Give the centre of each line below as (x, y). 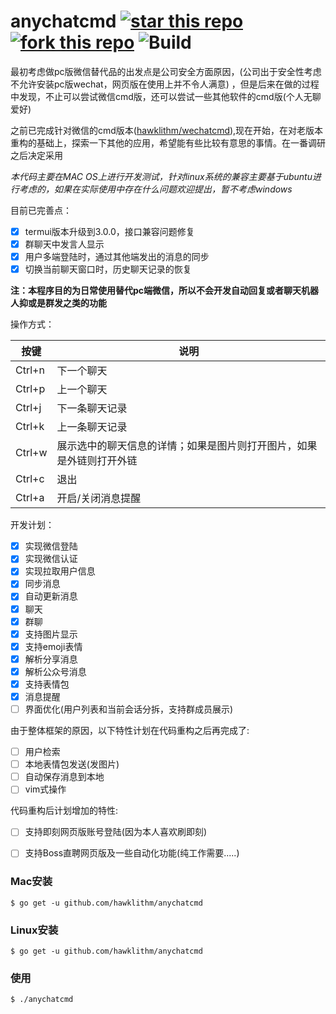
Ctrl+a (30, 498)
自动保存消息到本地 (64, 777)
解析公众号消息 (55, 671)
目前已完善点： (41, 210)
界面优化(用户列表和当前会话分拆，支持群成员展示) (128, 709)
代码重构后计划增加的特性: (64, 811)
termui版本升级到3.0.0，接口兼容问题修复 (109, 231)
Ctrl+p (30, 389)
